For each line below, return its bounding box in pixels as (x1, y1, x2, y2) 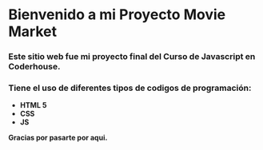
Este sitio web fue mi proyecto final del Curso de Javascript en (8, 51, 256, 62)
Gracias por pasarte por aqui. (8, 133, 108, 143)
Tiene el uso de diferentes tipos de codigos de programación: (8, 82, 252, 93)
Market (8, 22, 58, 41)
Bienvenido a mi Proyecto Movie (8, 6, 226, 24)
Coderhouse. (8, 61, 61, 73)
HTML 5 (19, 101, 47, 110)
